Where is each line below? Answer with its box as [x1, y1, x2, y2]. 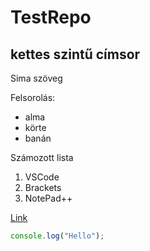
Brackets [24, 182, 62, 193]
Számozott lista [10, 152, 74, 163]
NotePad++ [24, 192, 73, 204]
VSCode [24, 171, 60, 183]
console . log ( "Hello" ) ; [10, 231, 105, 241]
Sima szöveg [10, 72, 63, 84]
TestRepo [10, 6, 92, 29]
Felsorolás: [10, 92, 56, 103]
